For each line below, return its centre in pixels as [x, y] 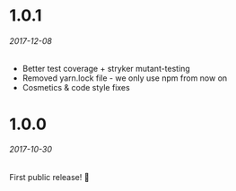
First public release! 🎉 [49, 177]
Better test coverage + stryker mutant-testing [106, 69]
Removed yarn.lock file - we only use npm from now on [125, 78]
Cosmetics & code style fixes [76, 88]
